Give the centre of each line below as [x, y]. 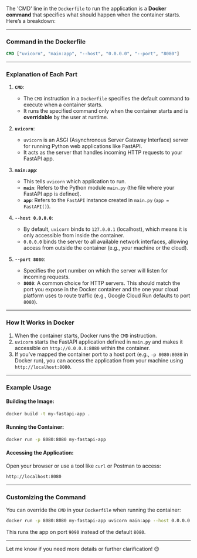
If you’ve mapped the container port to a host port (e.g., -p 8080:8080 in [101, 354]
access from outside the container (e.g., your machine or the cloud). [106, 248]
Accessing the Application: [40, 453]
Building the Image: [30, 401]
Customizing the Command [46, 497]
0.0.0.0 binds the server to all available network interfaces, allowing [106, 242]
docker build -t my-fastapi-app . [48, 414]
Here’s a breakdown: [31, 21]
